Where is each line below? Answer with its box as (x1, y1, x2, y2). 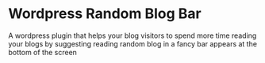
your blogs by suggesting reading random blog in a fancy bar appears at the (8, 39, 258, 48)
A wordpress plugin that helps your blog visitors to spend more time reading (8, 31, 257, 40)
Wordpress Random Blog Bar (8, 5, 202, 23)
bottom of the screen (8, 47, 78, 57)
